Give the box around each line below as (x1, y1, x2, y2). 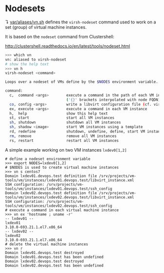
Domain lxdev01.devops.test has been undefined (5, 254, 104, 259)
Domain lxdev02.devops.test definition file (5, 191, 97, 195)
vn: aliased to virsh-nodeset (5, 57, 67, 62)
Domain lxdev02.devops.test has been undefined (5, 263, 104, 268)
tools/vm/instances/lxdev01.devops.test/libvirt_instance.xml (5, 177, 134, 183)
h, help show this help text (9, 111, 108, 116)
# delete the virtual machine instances (5, 242, 89, 247)
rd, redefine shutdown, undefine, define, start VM (9, 129, 145, 134)
